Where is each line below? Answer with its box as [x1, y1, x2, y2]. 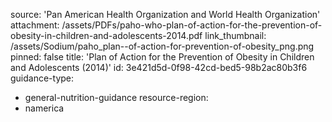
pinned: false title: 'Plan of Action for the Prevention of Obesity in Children [10, 51, 315, 63]
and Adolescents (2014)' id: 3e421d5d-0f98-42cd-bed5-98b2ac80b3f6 [10, 62, 308, 73]
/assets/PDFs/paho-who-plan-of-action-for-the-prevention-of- [61, 19, 323, 31]
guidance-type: [10, 72, 75, 84]
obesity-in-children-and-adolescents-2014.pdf [10, 30, 203, 41]
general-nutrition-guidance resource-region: [24, 92, 209, 103]
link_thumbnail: [204, 30, 267, 41]
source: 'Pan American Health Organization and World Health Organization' [10, 9, 321, 20]
